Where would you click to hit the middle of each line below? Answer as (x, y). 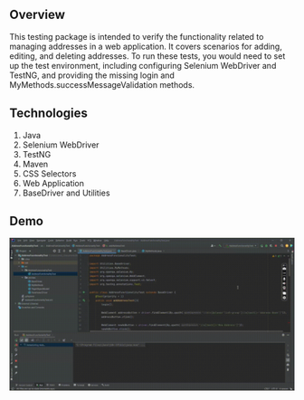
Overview (38, 15)
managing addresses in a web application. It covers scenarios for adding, (146, 46)
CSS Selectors (49, 173)
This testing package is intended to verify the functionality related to (137, 36)
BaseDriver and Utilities (66, 193)
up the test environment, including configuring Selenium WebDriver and (143, 65)
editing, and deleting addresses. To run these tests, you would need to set (147, 56)
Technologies (49, 114)
